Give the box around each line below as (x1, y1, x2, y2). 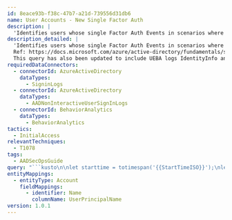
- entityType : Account (13, 177, 79, 183)
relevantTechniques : (7, 139, 67, 146)
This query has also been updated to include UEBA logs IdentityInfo (13, 55, 217, 62)
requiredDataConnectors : (7, 61, 79, 68)
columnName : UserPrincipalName (32, 196, 122, 203)
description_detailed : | (7, 36, 79, 43)
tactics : (7, 126, 32, 132)
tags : (7, 151, 23, 159)
